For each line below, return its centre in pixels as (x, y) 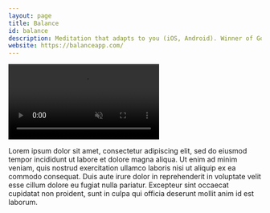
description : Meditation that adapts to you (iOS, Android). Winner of (131, 38)
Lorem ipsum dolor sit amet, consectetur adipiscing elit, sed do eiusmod (128, 151)
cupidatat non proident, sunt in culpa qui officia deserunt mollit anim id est (131, 194)
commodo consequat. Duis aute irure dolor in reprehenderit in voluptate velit (135, 177)
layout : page (30, 16)
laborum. (23, 203)
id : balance (28, 31)
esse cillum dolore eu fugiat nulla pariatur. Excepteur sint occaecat (119, 185)
